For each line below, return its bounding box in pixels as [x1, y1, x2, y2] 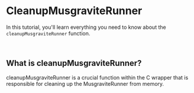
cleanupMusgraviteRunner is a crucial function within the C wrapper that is [6, 74, 189, 81]
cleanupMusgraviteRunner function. [6, 29, 90, 36]
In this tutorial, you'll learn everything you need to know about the [6, 24, 167, 31]
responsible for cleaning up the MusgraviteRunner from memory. [6, 80, 164, 87]
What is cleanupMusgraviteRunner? [6, 58, 142, 68]
